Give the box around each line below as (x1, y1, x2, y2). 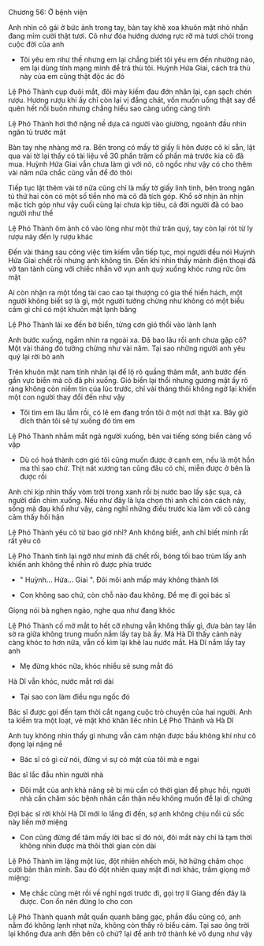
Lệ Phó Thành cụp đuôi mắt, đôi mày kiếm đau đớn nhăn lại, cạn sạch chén (8, 87, 252, 96)
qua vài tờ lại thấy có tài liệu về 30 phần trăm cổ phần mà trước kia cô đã (8, 151, 244, 160)
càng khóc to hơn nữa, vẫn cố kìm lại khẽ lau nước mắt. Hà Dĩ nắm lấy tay (8, 638, 246, 647)
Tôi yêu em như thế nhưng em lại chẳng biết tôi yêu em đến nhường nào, (19, 55, 255, 64)
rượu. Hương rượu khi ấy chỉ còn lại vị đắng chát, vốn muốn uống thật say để (8, 96, 256, 104)
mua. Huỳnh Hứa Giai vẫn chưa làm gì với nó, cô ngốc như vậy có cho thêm (8, 160, 253, 169)
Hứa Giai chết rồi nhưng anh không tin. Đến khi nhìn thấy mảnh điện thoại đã (8, 256, 256, 265)
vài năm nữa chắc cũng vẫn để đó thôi (8, 168, 132, 177)
